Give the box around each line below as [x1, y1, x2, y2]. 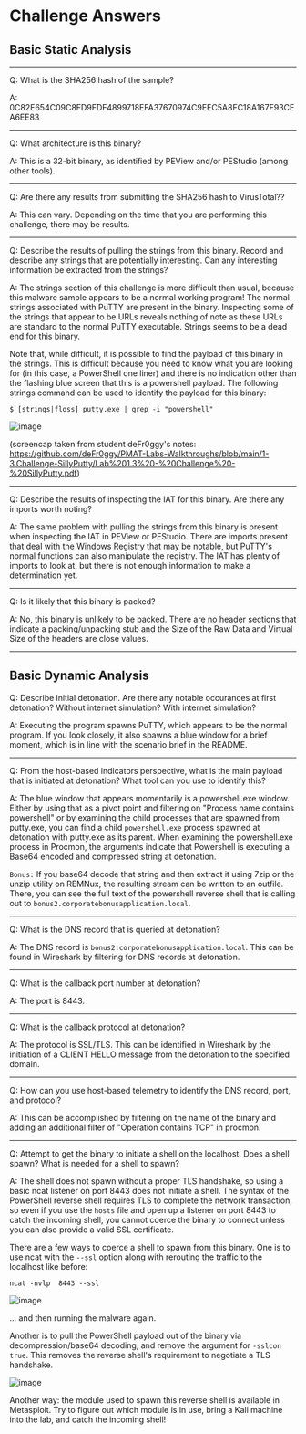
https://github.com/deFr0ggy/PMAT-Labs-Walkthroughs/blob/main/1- [9, 448, 270, 459]
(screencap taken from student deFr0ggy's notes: [9, 439, 197, 449]
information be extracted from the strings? [9, 265, 168, 275]
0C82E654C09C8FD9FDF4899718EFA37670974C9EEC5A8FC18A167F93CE [9, 102, 295, 112]
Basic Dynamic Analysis [9, 668, 149, 684]
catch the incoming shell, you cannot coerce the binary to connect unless [9, 1214, 285, 1225]
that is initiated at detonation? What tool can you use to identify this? [9, 775, 266, 786]
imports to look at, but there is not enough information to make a [9, 560, 251, 570]
